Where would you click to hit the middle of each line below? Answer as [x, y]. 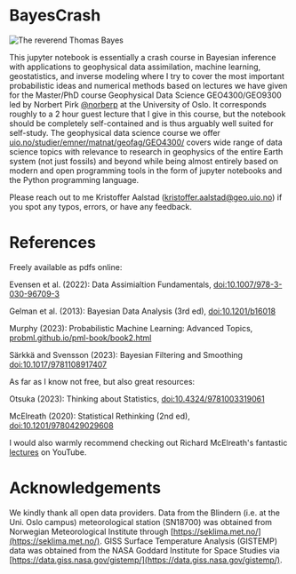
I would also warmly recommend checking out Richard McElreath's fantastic [148, 442]
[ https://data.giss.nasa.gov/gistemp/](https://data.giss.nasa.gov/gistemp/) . [146, 560]
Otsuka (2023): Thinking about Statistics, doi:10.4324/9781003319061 [137, 399]
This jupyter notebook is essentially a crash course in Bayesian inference [143, 57]
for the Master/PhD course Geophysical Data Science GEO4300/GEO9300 [145, 95]
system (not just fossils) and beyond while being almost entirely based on [144, 161]
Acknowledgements [85, 488]
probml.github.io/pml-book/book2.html [80, 338]
